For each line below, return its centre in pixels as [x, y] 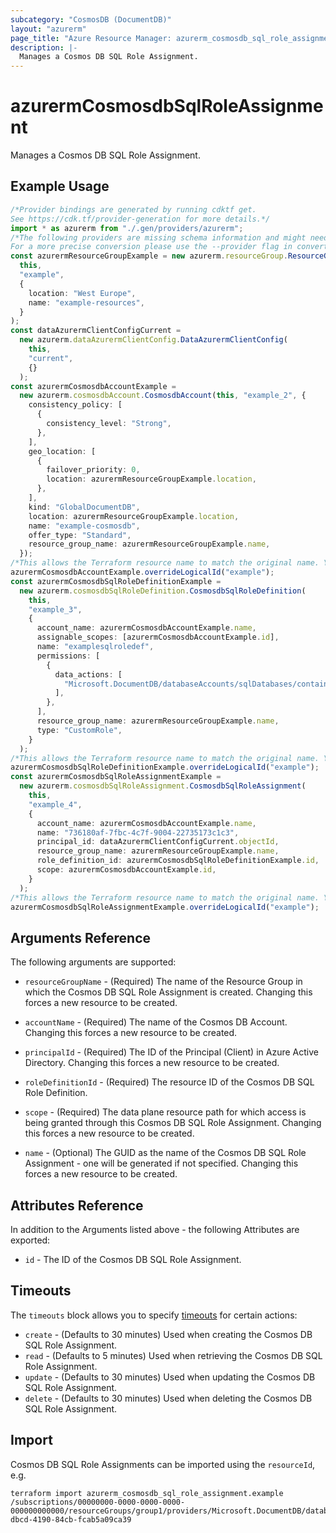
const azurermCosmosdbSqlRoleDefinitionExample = [116, 581]
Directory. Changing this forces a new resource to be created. [152, 1063]
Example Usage [60, 186]
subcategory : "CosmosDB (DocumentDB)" [91, 19]
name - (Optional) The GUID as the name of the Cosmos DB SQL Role [165, 1153]
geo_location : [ [62, 451]
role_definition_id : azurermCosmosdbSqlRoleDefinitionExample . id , [178, 861]
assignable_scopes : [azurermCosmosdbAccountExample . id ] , [158, 637]
